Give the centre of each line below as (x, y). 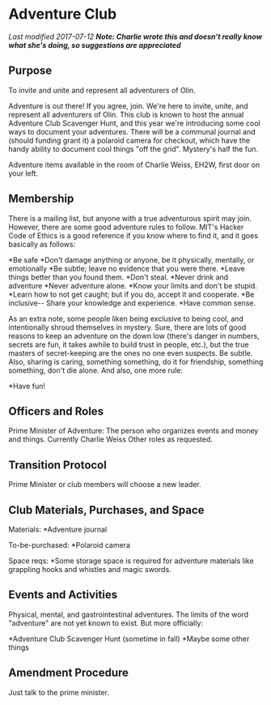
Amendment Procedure (69, 673)
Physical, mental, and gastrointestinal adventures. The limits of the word (129, 614)
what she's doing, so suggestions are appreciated (95, 45)
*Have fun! (27, 386)
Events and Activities (63, 595)
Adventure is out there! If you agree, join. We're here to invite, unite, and (128, 105)
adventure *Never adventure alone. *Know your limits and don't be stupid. (133, 285)
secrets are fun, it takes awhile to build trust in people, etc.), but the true (129, 344)
